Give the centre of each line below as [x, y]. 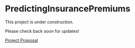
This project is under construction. [39, 22]
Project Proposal [22, 40]
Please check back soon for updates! [42, 31]
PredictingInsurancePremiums [68, 9]
